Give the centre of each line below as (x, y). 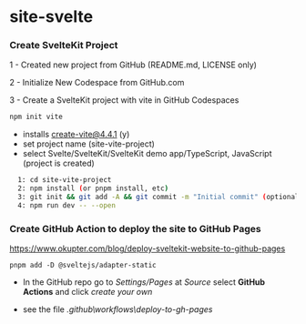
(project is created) (59, 163)
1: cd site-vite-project (65, 180)
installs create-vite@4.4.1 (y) (76, 135)
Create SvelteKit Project (64, 46)
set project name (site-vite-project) (88, 144)
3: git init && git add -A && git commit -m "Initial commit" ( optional (158, 197)
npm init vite (36, 117)
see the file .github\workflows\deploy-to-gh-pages (117, 309)
